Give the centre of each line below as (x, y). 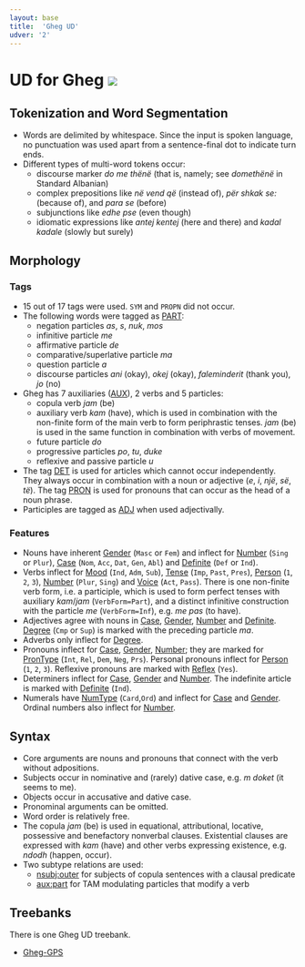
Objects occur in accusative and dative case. (107, 797)
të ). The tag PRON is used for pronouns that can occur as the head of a (156, 490)
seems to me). (50, 788)
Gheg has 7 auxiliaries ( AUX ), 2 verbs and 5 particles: (123, 393)
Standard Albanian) (72, 184)
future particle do (69, 442)
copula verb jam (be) (76, 403)
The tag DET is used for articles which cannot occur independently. (149, 471)
